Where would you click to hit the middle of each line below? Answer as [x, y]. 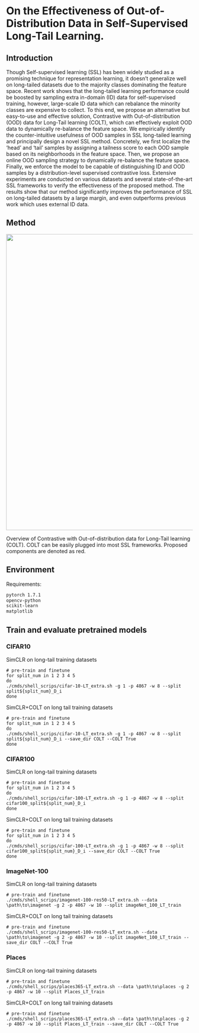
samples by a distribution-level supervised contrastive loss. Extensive [91, 173]
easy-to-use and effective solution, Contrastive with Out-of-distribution [93, 116]
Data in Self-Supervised [128, 23]
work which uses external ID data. [48, 204]
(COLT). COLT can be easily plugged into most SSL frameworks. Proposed [97, 545]
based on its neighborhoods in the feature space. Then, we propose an [93, 154]
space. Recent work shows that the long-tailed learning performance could [98, 91]
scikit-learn [22, 606]
